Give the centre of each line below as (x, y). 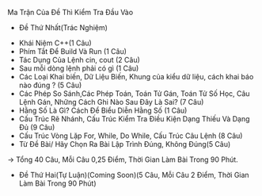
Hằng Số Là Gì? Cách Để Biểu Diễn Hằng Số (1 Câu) (103, 110)
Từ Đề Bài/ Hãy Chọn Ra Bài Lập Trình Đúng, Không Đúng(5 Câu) (125, 144)
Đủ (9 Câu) (37, 127)
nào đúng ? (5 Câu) (50, 85)
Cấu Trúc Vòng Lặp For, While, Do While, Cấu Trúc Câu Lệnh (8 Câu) (131, 136)
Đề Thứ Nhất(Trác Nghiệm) (63, 27)
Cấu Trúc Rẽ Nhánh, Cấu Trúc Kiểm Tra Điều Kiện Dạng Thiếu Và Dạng (134, 119)
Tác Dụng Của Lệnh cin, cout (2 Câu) (79, 60)
